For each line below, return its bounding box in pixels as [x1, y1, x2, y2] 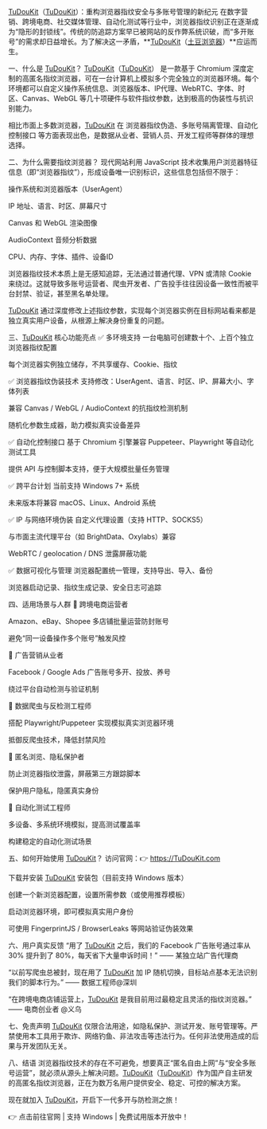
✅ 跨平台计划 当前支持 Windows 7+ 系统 [8, 481, 140, 490]
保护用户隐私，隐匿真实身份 [8, 786, 99, 795]
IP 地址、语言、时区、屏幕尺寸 [8, 202, 107, 210]
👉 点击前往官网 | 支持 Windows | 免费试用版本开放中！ [8, 1112, 189, 1121]
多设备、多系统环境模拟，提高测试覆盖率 [8, 820, 141, 829]
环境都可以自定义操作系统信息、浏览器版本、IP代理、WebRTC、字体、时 [8, 84, 246, 93]
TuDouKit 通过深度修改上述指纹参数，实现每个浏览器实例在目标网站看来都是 [8, 306, 257, 315]
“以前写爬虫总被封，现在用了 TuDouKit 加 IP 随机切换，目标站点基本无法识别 [8, 967, 258, 977]
